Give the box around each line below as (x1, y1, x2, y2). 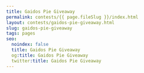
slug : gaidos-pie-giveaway (6, 25, 73, 31)
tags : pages (6, 31, 35, 36)
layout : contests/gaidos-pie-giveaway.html (6, 19, 115, 25)
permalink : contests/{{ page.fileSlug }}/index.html (6, 14, 139, 20)
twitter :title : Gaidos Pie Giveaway (11, 58, 102, 64)
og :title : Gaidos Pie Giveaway (11, 52, 89, 58)
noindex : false (11, 42, 49, 48)
